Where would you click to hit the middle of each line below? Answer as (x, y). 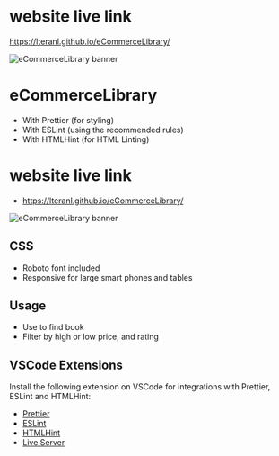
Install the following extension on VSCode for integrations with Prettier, (140, 387)
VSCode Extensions (66, 365)
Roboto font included (61, 268)
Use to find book (53, 327)
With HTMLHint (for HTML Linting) (86, 139)
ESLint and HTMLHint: (50, 397)
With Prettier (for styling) (68, 120)
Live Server (44, 443)
